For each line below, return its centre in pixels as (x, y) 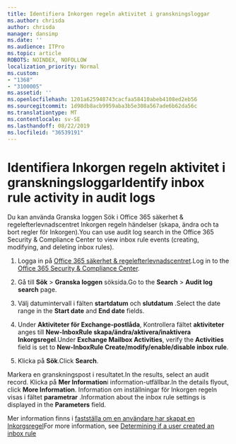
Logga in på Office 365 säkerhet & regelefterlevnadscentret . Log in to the (123, 261)
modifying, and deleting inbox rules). (61, 247)
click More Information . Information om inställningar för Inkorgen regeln (112, 389)
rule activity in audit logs (81, 197)
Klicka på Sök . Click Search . (58, 361)
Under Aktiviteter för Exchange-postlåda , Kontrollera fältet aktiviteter (121, 325)
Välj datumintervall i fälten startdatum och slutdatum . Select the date (119, 303)
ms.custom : (23, 73)
